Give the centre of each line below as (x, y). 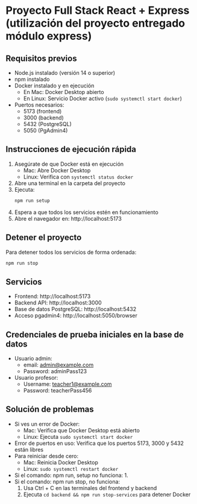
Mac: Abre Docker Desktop (57, 170)
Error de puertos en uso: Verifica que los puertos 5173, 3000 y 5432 (99, 443)
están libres (29, 449)
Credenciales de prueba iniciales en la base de (95, 334)
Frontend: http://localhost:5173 (52, 297)
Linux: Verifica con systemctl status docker (78, 177)
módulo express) (49, 36)
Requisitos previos (41, 58)
